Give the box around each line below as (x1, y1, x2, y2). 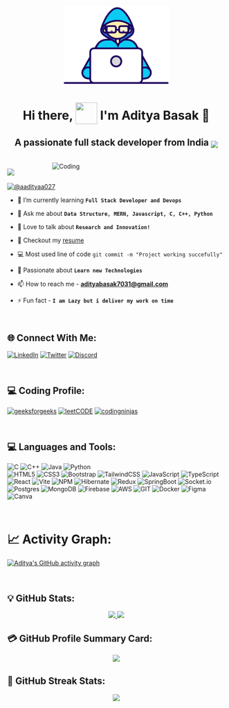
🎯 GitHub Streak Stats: (7, 675, 106, 687)
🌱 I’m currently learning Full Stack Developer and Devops (17, 196, 182, 204)
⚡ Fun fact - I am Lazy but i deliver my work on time (17, 296, 174, 305)
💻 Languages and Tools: (7, 442, 116, 453)
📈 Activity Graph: (7, 532, 112, 547)
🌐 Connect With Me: (7, 332, 97, 344)
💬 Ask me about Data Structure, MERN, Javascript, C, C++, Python (17, 210, 213, 217)
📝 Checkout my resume (17, 236, 84, 244)
